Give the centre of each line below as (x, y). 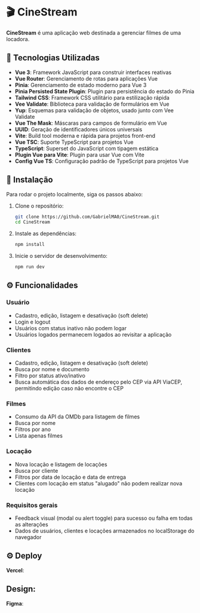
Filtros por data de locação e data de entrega (70, 477)
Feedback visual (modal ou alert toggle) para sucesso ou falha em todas (104, 518)
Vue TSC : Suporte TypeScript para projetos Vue (74, 142)
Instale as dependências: (45, 233)
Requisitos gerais (32, 505)
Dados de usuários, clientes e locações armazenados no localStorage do (104, 531)
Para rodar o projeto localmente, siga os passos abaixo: (75, 194)
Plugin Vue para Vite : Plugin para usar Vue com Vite (79, 155)
